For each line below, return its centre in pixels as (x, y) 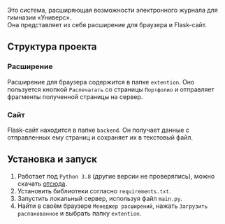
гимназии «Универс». (39, 17)
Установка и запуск (52, 159)
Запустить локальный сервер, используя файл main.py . (100, 198)
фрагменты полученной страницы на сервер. (75, 96)
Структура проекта (52, 47)
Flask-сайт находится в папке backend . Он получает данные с (99, 130)
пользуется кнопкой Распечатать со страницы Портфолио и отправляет (111, 89)
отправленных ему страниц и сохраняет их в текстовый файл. (100, 137)
